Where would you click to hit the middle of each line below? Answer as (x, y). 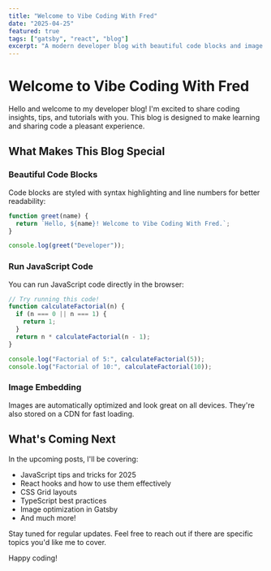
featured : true (34, 31)
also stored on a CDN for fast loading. (71, 413)
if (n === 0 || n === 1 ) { (61, 314)
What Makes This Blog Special (87, 151)
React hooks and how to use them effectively (96, 483)
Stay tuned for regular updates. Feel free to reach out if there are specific (131, 534)
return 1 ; (40, 322)
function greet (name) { (49, 216)
